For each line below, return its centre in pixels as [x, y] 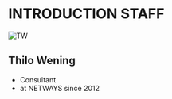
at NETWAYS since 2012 [59, 88]
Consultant [38, 79]
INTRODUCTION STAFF [86, 14]
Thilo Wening [42, 61]
